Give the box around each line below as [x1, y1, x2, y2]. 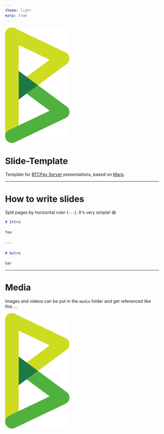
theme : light [5, 8, 32, 13]
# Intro [5, 219, 21, 225]
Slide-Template [5, 155, 68, 167]
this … [5, 304, 18, 310]
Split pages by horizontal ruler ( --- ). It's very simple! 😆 [5, 210, 116, 216]
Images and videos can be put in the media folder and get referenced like [5, 298, 151, 304]
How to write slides [5, 193, 84, 204]
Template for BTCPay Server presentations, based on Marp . [5, 171, 125, 177]
